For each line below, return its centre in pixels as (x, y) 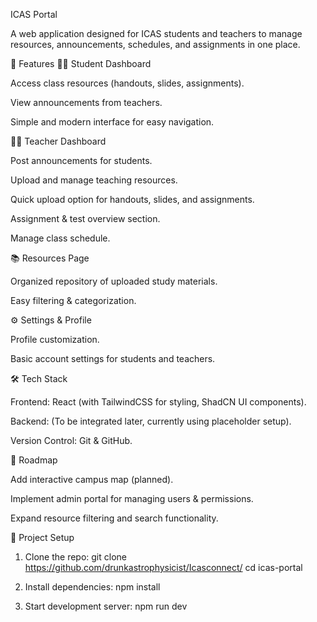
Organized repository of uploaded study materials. (114, 281)
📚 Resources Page (50, 258)
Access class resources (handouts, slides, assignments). (127, 83)
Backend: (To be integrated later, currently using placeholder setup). (151, 421)
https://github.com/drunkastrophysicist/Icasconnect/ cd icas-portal (163, 567)
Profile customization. (55, 339)
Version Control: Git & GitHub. (71, 440)
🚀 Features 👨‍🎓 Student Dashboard (81, 63)
